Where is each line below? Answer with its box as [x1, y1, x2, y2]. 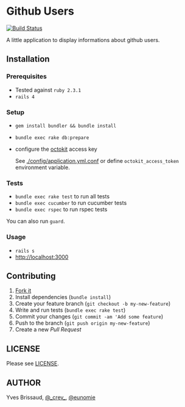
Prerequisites [6, 72, 47, 81]
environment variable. [15, 164, 70, 171]
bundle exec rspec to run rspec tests [15, 206, 108, 213]
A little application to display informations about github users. [6, 36, 160, 43]
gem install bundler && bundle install [15, 123, 117, 129]
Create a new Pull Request [15, 326, 82, 333]
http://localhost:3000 [15, 253, 69, 261]
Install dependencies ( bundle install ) [15, 294, 111, 301]
